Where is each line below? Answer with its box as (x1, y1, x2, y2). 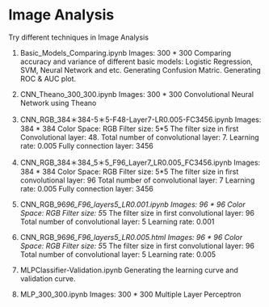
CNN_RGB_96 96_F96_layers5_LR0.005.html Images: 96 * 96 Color (19, 232, 243, 242)
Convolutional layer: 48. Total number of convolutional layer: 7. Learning (19, 132, 260, 142)
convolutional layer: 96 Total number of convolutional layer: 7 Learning (19, 175, 255, 185)
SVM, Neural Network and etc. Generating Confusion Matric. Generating (19, 65, 261, 74)
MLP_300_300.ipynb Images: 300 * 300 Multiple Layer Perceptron (19, 289, 242, 299)
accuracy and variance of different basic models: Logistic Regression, (19, 57, 253, 66)
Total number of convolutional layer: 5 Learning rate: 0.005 (19, 249, 216, 259)
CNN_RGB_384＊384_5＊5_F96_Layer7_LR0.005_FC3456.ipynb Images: (19, 158, 261, 167)
